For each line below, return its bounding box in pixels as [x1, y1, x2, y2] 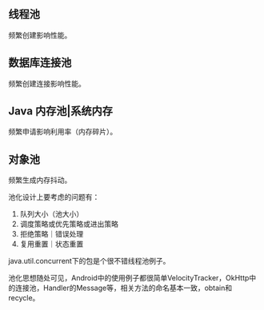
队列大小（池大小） [19, 209, 84, 219]
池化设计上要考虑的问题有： [8, 193, 100, 202]
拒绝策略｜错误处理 [19, 229, 84, 239]
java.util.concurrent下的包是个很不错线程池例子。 [8, 256, 170, 266]
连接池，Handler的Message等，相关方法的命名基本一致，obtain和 [14, 283, 233, 293]
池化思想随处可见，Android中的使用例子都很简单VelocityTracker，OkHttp [8, 273, 250, 283]
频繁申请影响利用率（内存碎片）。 [8, 127, 118, 137]
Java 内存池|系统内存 [8, 105, 114, 118]
